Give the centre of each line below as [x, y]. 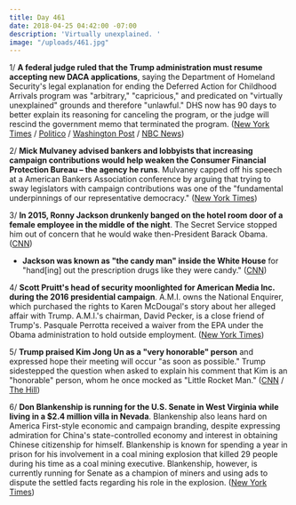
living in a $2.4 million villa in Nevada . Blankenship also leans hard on [138, 417]
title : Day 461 [37, 17]
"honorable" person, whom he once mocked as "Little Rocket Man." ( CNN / [147, 381]
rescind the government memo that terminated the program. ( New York [140, 124]
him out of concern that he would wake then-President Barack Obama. [139, 234]
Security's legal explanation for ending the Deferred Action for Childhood [143, 86]
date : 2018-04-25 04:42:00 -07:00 [73, 26]
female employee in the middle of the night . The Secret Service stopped [143, 225]
